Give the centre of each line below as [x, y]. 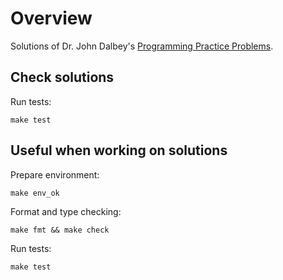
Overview [51, 18]
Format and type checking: [66, 211]
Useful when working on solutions [119, 150]
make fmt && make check [60, 230]
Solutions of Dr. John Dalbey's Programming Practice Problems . [142, 46]
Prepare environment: [55, 174]
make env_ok [35, 193]
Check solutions [62, 77]
